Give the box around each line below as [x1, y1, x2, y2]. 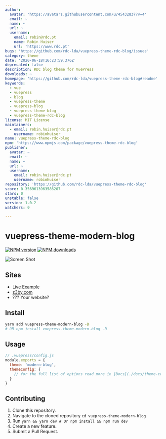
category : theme [5, 53, 39, 58]
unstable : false [5, 196, 39, 201]
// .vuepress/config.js [5, 353, 54, 358]
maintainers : [5, 122, 32, 127]
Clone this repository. [12, 407, 56, 413]
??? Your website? [12, 295, 49, 300]
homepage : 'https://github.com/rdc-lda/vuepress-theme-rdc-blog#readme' [5, 76, 158, 81]
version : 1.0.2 [5, 200, 37, 205]
